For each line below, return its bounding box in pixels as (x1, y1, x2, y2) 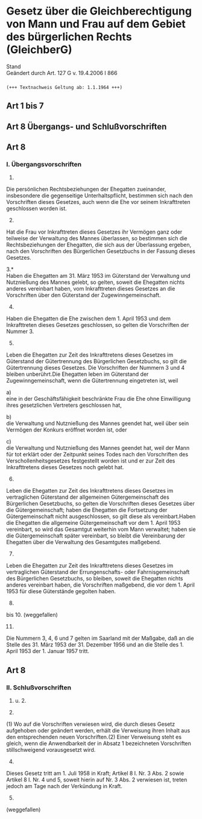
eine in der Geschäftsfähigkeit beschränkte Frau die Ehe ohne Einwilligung (6, 395, 191, 403)
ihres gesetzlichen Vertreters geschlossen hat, (6, 401, 122, 409)
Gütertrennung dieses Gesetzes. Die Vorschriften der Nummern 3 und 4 (6, 364, 185, 372)
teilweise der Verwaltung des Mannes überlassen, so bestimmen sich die (6, 235, 188, 242)
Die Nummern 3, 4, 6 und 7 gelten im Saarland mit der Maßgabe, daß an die (6, 634, 194, 642)
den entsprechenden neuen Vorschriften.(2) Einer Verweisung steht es (6, 734, 182, 741)
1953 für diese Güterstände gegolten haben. (6, 588, 116, 595)
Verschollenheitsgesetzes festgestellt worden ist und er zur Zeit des (6, 457, 175, 464)
